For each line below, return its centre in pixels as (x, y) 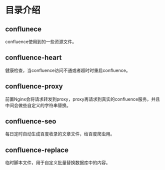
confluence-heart (33, 58)
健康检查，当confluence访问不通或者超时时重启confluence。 (68, 70)
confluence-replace (37, 150)
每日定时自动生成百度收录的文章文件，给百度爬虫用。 (60, 134)
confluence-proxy (34, 86)
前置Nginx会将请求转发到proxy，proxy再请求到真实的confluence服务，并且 (82, 99)
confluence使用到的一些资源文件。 (41, 41)
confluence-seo (31, 121)
